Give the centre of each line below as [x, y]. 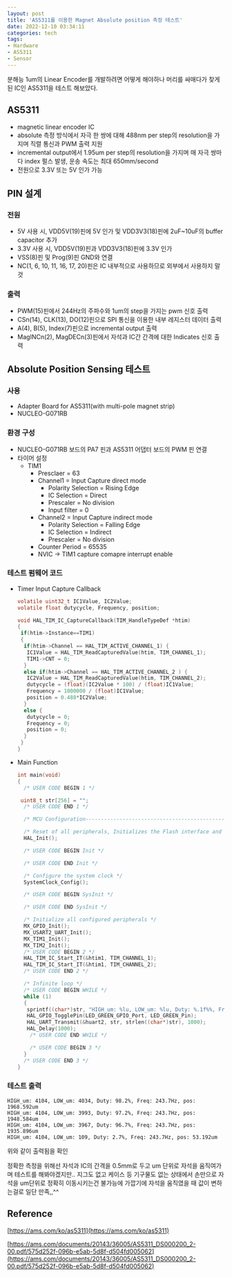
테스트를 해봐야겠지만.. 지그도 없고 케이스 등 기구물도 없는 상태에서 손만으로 [116, 1174]
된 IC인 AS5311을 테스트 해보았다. [52, 88]
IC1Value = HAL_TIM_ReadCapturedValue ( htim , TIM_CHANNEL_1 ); [116, 652]
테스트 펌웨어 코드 [35, 573]
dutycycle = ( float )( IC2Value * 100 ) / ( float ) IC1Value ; [110, 685]
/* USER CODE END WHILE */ [69, 1035]
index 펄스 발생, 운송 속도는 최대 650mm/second [91, 161]
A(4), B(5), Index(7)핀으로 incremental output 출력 [87, 328]
